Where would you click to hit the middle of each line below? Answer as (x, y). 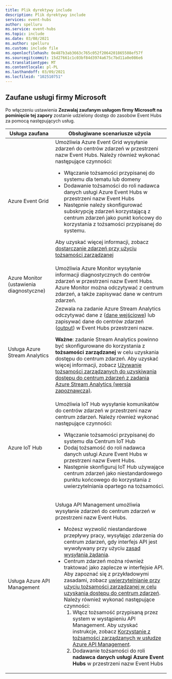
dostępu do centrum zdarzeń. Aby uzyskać (107, 358)
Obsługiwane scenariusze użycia (110, 133)
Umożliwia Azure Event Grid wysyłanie (101, 142)
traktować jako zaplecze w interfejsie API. (114, 567)
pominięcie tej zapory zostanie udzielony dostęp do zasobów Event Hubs (83, 115)
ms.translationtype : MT (31, 63)
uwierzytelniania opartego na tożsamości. (114, 486)
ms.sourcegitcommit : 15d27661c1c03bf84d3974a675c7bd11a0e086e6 (74, 58)
